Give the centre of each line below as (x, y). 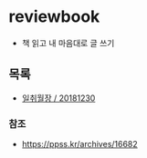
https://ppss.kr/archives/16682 (79, 144)
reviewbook (54, 17)
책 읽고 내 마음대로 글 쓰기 (68, 43)
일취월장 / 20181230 (58, 98)
